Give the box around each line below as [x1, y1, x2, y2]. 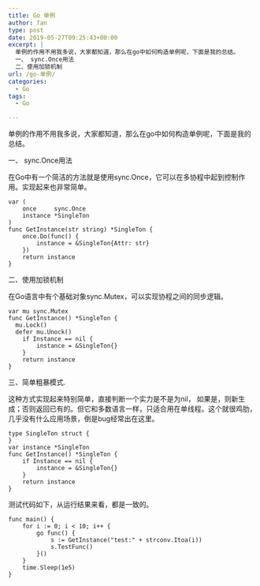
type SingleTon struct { [8, 430, 90, 438]
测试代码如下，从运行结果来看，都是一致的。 [8, 500, 154, 509]
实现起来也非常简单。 [21, 182, 91, 192]
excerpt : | [8, 41, 44, 49]
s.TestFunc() [50, 543, 93, 551]
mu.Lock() [15, 321, 47, 330]
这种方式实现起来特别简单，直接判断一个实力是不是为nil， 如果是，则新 [8, 394, 239, 404]
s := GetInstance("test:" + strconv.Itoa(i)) [50, 536, 202, 544]
